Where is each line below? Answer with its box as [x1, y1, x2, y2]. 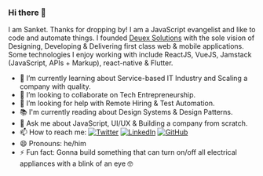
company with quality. [19, 82, 92, 91]
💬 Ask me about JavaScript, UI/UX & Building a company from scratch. [19, 119, 248, 128]
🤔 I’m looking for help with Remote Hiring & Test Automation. [19, 98, 215, 108]
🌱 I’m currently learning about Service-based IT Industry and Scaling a [19, 74, 248, 83]
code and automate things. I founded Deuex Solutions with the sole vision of [8, 33, 255, 42]
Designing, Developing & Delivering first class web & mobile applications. [8, 42, 245, 51]
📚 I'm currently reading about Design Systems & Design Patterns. [19, 108, 233, 117]
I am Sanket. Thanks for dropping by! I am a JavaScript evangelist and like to [8, 25, 256, 35]
